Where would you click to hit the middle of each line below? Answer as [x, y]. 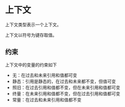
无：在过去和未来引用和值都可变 [45, 75]
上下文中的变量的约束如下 [31, 65]
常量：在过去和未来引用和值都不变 [47, 100]
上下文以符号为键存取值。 [31, 35]
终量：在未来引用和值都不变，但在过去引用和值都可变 [66, 93]
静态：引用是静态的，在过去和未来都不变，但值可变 [64, 81]
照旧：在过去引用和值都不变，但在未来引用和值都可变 [66, 87]
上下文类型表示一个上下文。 [33, 25]
